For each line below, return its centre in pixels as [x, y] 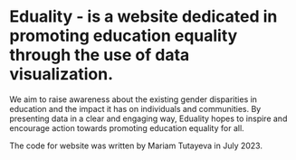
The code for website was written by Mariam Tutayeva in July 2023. [136, 146]
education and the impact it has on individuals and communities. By [135, 108]
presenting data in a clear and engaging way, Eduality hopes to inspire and [148, 118]
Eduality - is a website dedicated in [143, 17]
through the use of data [100, 55]
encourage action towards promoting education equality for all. [127, 127]
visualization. [62, 75]
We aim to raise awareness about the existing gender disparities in [134, 99]
